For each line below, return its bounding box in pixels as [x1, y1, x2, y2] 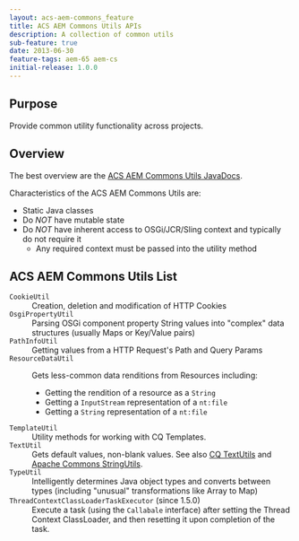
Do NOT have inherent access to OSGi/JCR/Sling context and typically [21, 223, 282, 234]
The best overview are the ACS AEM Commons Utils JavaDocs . [9, 170, 243, 180]
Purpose [9, 96, 58, 112]
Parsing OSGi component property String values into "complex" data [31, 318, 285, 328]
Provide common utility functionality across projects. [9, 120, 204, 131]
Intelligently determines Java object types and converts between [31, 476, 271, 487]
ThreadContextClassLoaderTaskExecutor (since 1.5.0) [9, 495, 201, 506]
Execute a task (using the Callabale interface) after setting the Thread [31, 504, 291, 516]
